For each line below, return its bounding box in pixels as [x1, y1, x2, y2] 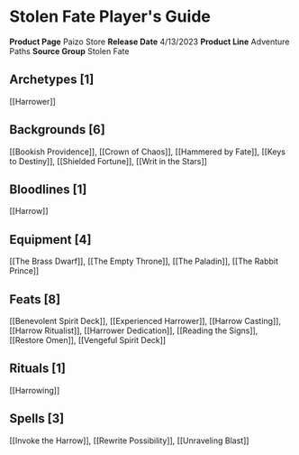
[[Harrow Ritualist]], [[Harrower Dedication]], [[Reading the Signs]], [9, 325, 258, 336]
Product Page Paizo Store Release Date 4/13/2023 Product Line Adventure [9, 36, 290, 47]
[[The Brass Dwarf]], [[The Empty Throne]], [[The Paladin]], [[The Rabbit [9, 255, 279, 267]
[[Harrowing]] [9, 385, 60, 395]
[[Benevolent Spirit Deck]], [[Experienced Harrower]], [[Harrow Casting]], [9, 316, 282, 326]
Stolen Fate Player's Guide [9, 6, 212, 27]
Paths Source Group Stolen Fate [9, 45, 130, 56]
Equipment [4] [9, 232, 92, 247]
